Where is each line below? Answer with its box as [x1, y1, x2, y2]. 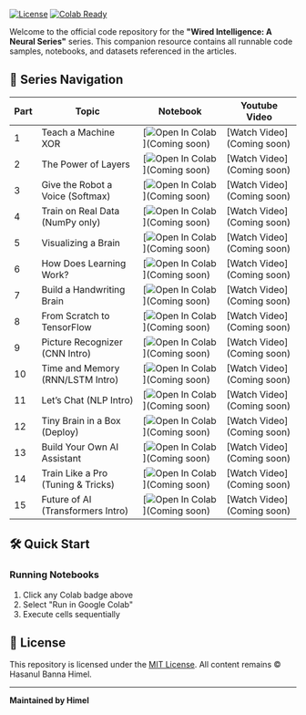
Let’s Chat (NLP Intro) [41, 393, 134, 406]
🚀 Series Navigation [9, 72, 124, 88]
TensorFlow [41, 320, 93, 333]
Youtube [240, 98, 279, 111]
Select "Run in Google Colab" [22, 598, 134, 610]
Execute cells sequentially [22, 608, 121, 619]
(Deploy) [41, 425, 79, 438]
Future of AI [41, 492, 92, 505]
